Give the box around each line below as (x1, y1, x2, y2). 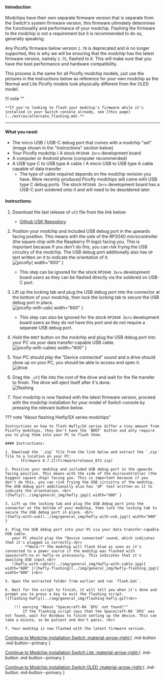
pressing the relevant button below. (12, 404, 84, 410)
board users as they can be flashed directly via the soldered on (19, 274, 148, 280)
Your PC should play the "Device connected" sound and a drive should (12, 354, 156, 360)
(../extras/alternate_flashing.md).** (5, 114, 84, 119)
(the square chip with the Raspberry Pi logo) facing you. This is (12, 239, 140, 245)
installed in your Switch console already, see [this (5, 110, 118, 115)
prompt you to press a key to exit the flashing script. (5, 591, 124, 596)
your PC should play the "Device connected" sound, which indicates (11, 535, 155, 541)
